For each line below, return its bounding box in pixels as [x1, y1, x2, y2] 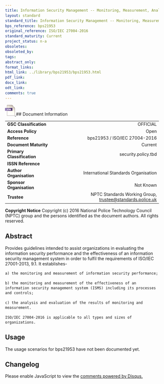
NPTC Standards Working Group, [90, 192, 157, 197]
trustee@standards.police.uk [99, 196, 157, 203]
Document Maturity [7, 142, 48, 148]
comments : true [5, 91, 36, 96]
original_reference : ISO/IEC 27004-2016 [5, 28, 89, 34]
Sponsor [7, 179, 25, 186]
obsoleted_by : [5, 49, 34, 54]
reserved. [5, 218, 24, 224]
